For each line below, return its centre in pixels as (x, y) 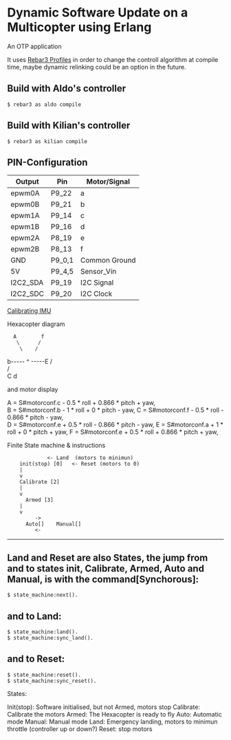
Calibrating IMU (29, 311)
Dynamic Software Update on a (98, 13)
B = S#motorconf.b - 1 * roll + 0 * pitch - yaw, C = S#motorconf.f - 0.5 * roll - (115, 410)
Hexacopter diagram (36, 324)
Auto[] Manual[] (53, 524)
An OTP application (34, 46)
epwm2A (25, 238)
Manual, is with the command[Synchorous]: (103, 579)
